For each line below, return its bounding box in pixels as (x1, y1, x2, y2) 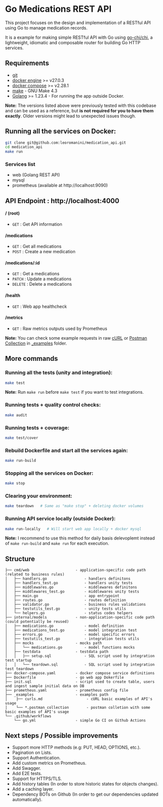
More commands (5, 354, 58, 363)
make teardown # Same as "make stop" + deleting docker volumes (5, 504, 144, 509)
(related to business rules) (5, 572, 65, 577)
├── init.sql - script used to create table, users (5, 679, 155, 684)
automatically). (12, 797, 43, 803)
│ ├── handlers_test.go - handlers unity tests (5, 581, 133, 586)
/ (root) (5, 210, 20, 216)
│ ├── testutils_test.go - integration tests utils (5, 637, 139, 642)
